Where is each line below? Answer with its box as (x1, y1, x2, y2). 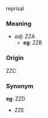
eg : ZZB (23, 39, 42, 46)
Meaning (6, 19, 32, 28)
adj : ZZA (14, 33, 35, 40)
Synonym (6, 82, 34, 90)
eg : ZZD (6, 95, 25, 102)
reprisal (6, 5, 24, 12)
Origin (6, 54, 24, 62)
